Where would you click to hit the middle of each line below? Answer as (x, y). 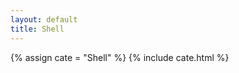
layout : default (44, 19)
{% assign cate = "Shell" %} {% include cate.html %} (120, 57)
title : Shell (37, 29)
